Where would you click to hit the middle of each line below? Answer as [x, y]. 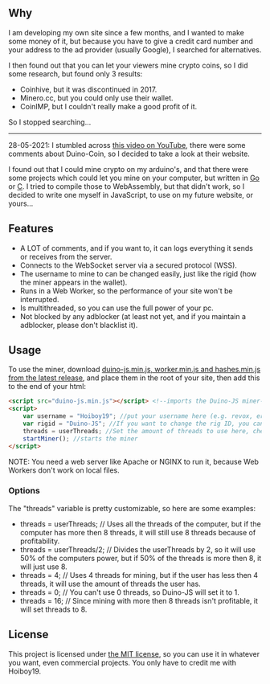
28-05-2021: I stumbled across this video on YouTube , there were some [127, 145]
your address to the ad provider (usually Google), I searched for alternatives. [135, 49]
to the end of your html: [47, 387]
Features [31, 229]
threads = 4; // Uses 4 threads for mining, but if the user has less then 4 [139, 575]
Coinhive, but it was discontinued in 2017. [88, 89]
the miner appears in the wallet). [74, 282]
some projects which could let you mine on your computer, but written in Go [134, 178]
